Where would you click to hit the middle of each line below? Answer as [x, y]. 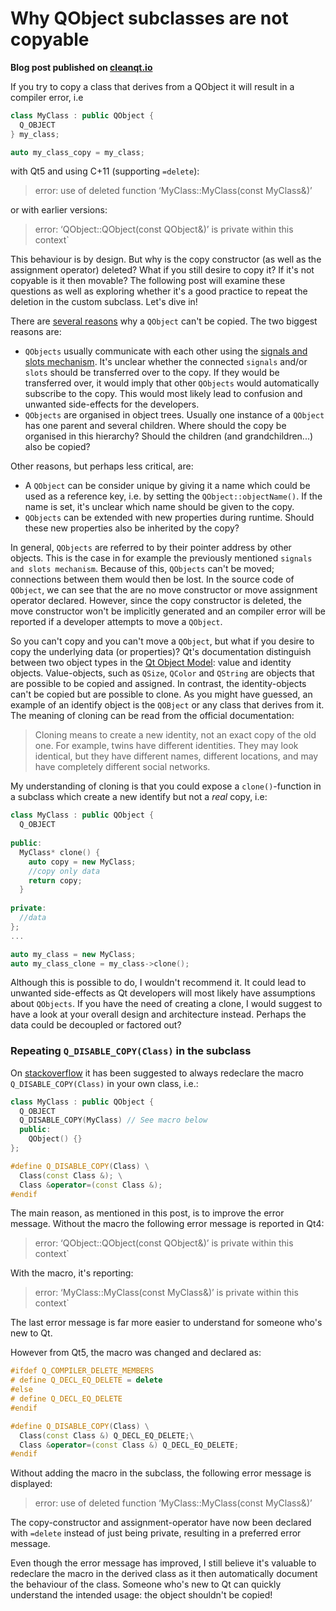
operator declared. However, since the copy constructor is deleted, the [156, 601]
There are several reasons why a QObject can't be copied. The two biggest [164, 321]
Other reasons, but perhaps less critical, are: [102, 466]
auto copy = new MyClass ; [82, 862]
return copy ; [55, 880]
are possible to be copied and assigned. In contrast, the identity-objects [158, 684]
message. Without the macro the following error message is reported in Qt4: [167, 1224]
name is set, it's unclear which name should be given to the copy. [159, 507]
